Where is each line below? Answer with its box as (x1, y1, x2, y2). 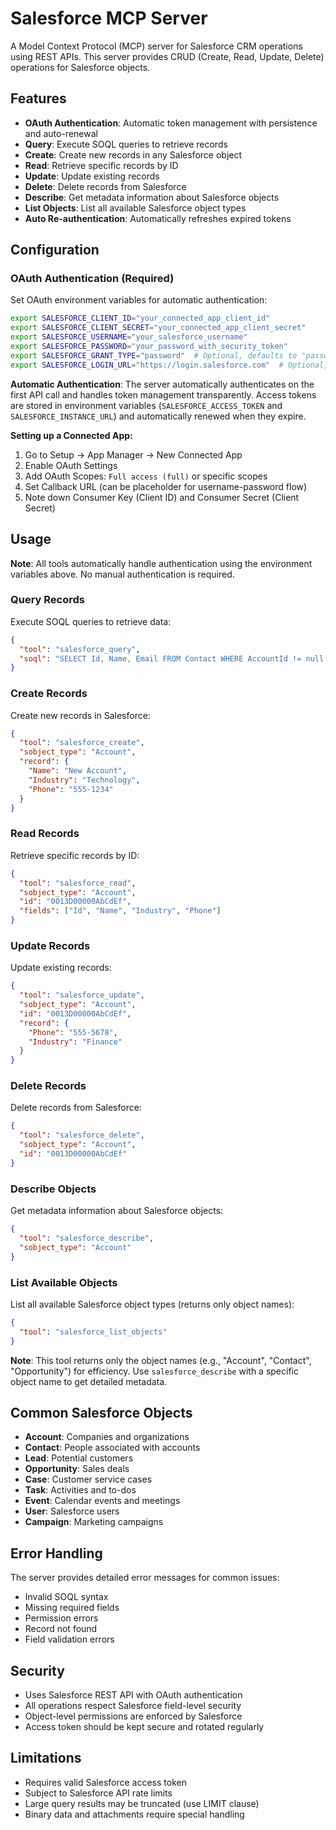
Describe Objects (10, 1182, 97, 1196)
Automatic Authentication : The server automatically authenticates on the (10, 378, 315, 390)
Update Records (10, 938, 91, 952)
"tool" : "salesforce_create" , (19, 738, 145, 748)
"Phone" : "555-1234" (28, 784, 114, 794)
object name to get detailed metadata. (10, 1375, 168, 1387)
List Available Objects (10, 1275, 118, 1289)
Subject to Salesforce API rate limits (24, 1787, 173, 1799)
